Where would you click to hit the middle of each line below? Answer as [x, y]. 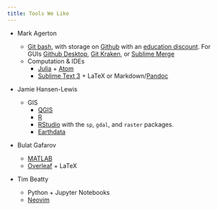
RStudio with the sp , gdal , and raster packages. [106, 124]
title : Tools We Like [38, 13]
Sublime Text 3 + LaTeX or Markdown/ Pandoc [103, 76]
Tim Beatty [33, 179]
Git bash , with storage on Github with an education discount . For [119, 46]
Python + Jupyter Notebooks [69, 192]
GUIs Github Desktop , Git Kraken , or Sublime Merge [101, 54]
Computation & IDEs [56, 61]
